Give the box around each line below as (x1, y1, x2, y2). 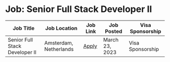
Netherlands (44, 45, 74, 52)
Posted (105, 27, 122, 34)
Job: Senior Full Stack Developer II (5, 3, 152, 15)
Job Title (12, 24, 34, 31)
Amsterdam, (44, 39, 73, 46)
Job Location (45, 24, 77, 31)
